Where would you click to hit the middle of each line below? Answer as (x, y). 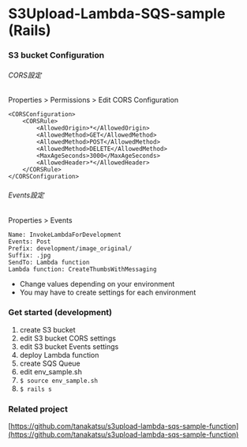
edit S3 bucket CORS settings (68, 338)
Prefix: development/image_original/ (70, 248)
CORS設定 (25, 75)
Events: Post (30, 242)
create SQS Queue (50, 363)
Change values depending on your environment (97, 284)
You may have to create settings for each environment (108, 292)
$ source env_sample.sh (59, 381)
